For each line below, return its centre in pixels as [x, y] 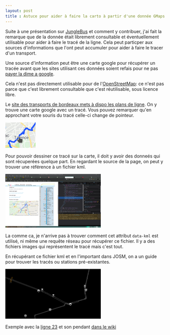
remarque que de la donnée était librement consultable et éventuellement [82, 37]
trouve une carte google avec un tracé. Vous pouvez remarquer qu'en [78, 110]
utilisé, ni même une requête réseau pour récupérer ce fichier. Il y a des [80, 241]
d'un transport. [21, 53]
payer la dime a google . [30, 73]
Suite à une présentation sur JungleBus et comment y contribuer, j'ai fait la [83, 31]
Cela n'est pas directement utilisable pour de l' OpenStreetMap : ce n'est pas [85, 84]
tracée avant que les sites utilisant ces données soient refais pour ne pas [82, 68]
